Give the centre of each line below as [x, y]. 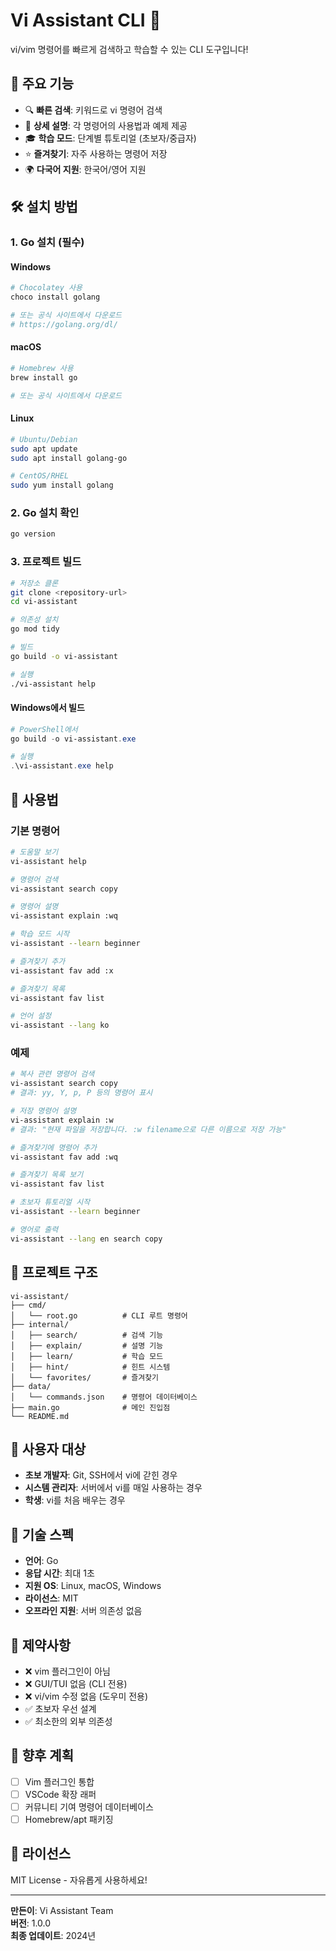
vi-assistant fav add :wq [64, 1157]
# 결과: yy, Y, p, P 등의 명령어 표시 [81, 1093]
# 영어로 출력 [34, 1229]
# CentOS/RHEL [40, 476]
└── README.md [40, 1416]
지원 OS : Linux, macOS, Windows [93, 1586]
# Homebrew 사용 [42, 368]
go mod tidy [35, 629]
